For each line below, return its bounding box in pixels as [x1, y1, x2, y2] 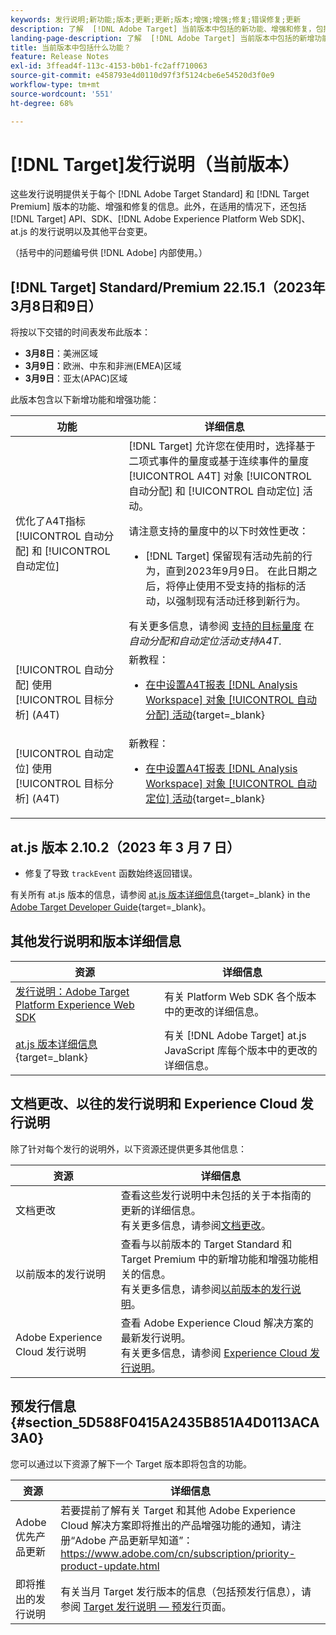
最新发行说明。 [120, 1331, 192, 1345]
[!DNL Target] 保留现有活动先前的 [145, 549, 303, 563]
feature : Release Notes [10, 52, 110, 62]
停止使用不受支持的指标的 [175, 579, 297, 593]
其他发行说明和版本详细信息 [10, 933, 182, 950]
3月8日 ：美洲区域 [24, 347, 98, 360]
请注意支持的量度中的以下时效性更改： [128, 524, 310, 538]
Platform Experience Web [15, 997, 135, 1011]
